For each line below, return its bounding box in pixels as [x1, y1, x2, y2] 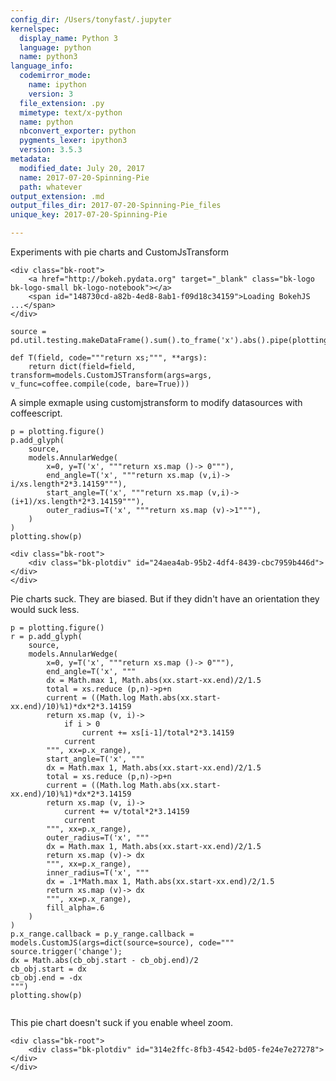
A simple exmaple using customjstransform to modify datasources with [10, 397, 303, 408]
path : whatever [19, 182, 83, 192]
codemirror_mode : [19, 71, 92, 81]
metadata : [10, 154, 52, 164]
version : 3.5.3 [19, 145, 83, 155]
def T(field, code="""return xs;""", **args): [10, 353, 208, 363]
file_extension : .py [19, 98, 105, 108]
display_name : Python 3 [19, 33, 118, 43]
